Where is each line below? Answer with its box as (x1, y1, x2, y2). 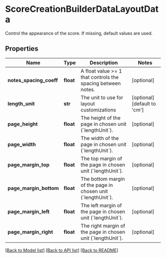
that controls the (81, 74, 119, 80)
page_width (7, 141, 36, 147)
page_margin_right (7, 228, 53, 235)
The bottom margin (81, 175, 125, 182)
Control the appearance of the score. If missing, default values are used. (5, 30, 153, 36)
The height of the (81, 114, 121, 121)
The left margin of (81, 202, 122, 209)
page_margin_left (7, 208, 50, 215)
